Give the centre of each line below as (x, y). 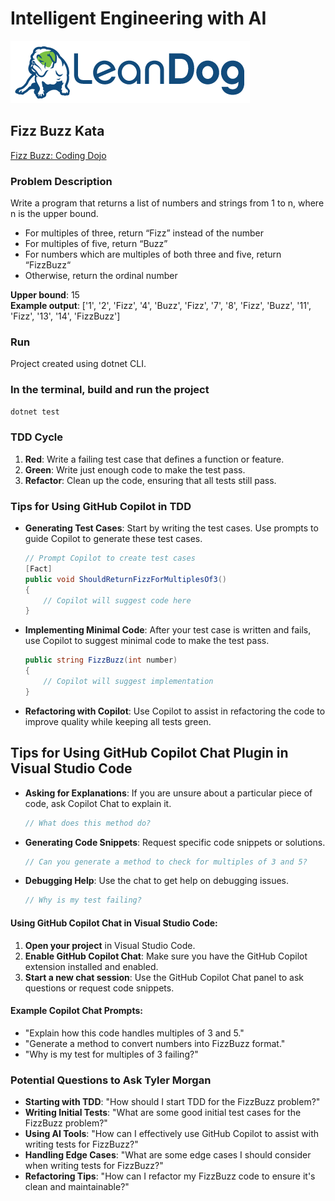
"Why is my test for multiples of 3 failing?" (111, 1054)
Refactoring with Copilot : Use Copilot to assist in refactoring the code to (175, 711)
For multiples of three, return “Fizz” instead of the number (144, 233)
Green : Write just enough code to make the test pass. (135, 469)
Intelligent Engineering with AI (138, 18)
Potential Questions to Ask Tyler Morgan (111, 1080)
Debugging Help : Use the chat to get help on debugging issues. (157, 881)
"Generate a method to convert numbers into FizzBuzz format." (155, 1043)
